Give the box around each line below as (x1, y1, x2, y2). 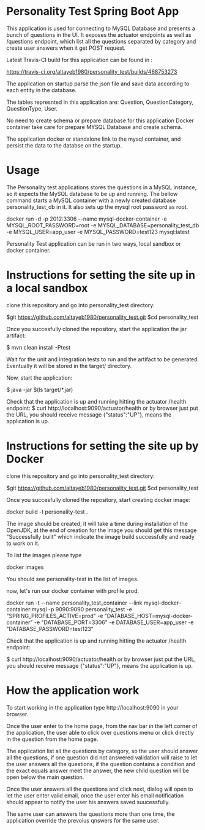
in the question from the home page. (6, 735, 99, 743)
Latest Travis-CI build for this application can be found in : (6, 56, 153, 63)
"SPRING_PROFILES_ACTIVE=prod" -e (6, 612, 103, 619)
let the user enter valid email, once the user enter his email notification (6, 791, 184, 799)
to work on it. (6, 539, 40, 547)
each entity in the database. (6, 86, 77, 93)
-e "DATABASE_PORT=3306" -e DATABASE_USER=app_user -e (34, 619, 194, 626)
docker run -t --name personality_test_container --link (6, 599, 143, 606)
